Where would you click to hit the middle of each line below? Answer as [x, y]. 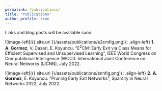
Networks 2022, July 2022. [33, 84]
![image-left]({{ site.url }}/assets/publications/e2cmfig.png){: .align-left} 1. [80, 42]
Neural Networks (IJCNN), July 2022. [43, 64]
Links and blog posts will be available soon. [49, 33]
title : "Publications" [28, 14]
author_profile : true [27, 19]
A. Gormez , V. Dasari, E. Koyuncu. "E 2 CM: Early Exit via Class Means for [78, 48]
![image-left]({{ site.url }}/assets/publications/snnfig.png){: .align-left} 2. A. [81, 73]
